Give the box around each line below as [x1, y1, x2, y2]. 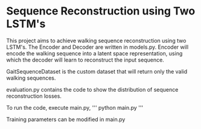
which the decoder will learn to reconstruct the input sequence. [6, 56, 164, 63]
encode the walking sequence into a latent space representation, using [6, 49, 183, 57]
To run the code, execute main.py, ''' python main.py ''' [6, 104, 144, 111]
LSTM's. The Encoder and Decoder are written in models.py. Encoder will [6, 43, 189, 51]
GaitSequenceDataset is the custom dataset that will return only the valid [6, 68, 188, 75]
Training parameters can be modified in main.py [6, 116, 126, 123]
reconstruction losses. [6, 92, 62, 99]
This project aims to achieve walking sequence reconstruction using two [6, 37, 187, 44]
